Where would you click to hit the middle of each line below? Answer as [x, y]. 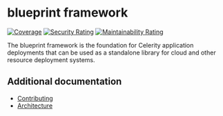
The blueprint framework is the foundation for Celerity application [100, 45]
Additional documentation [65, 82]
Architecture [35, 106]
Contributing [35, 98]
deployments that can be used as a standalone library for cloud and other [111, 52]
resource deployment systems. [51, 59]
